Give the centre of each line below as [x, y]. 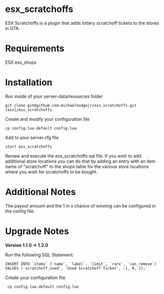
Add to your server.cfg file [32, 137]
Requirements [35, 49]
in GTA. [13, 28]
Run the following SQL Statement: [40, 255]
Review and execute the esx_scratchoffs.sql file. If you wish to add [73, 156]
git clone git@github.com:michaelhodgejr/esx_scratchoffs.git [71, 105]
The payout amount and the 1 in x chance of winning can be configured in [81, 206]
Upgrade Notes [37, 231]
